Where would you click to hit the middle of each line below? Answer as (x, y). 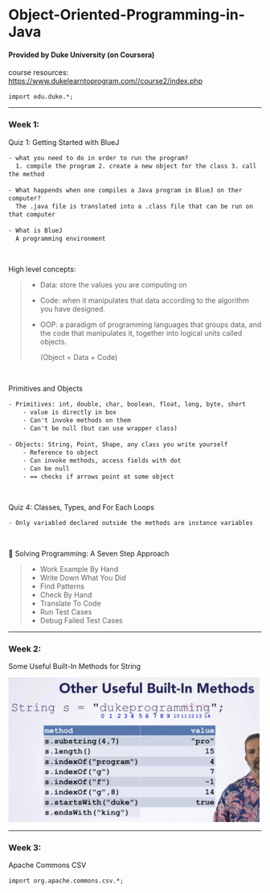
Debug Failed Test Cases (81, 620)
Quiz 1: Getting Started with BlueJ (64, 142)
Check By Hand (66, 594)
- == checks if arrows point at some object (98, 477)
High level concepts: (42, 269)
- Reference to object (61, 453)
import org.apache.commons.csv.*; (66, 881)
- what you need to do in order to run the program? (98, 158)
